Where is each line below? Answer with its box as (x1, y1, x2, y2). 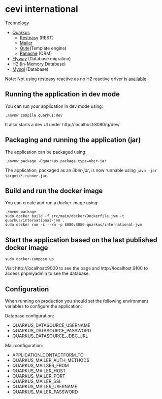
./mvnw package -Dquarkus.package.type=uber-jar (5, 158, 107, 164)
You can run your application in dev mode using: (5, 103, 103, 109)
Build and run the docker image (5, 186, 103, 195)
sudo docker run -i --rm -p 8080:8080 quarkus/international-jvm (5, 222, 142, 227)
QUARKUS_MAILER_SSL (12, 378, 62, 384)
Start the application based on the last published (5, 236, 158, 244)
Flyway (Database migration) (12, 55, 71, 61)
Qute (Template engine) (19, 45, 66, 51)
